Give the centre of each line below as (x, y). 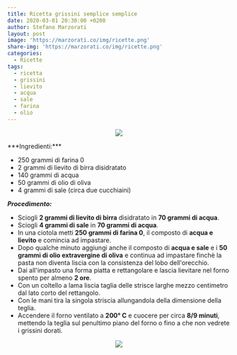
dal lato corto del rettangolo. (59, 293)
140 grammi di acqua (48, 175)
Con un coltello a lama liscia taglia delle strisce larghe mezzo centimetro (123, 285)
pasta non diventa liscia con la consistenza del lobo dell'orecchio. (113, 262)
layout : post (27, 34)
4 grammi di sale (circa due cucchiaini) (74, 190)
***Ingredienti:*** (35, 146)
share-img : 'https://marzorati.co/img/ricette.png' (85, 47)
